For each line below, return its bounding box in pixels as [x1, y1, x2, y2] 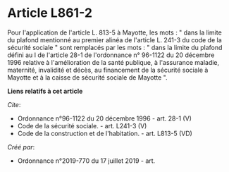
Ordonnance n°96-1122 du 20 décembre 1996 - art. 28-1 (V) [17, 114, 192, 123]
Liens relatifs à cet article [7, 87, 83, 95]
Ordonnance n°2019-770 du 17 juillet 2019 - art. [17, 156, 156, 165]
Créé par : [7, 142, 35, 151]
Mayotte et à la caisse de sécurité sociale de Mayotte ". [7, 73, 168, 82]
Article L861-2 [7, 5, 93, 21]
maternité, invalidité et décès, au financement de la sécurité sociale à [7, 66, 209, 74]
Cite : [7, 100, 21, 109]
